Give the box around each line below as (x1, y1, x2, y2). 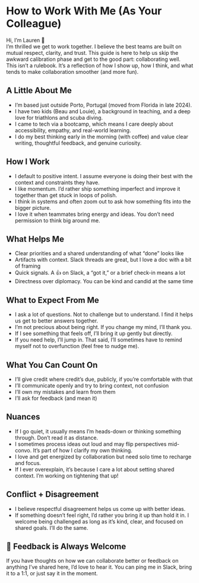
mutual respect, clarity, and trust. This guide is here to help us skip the (6, 49, 179, 56)
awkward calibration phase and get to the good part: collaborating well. (6, 55, 181, 63)
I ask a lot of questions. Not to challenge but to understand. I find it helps (14, 311, 193, 318)
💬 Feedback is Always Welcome (6, 541, 127, 552)
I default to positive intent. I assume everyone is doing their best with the (14, 172, 193, 179)
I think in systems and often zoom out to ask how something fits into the (14, 198, 191, 205)
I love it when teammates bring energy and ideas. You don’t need (14, 210, 174, 218)
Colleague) (6, 17, 62, 30)
